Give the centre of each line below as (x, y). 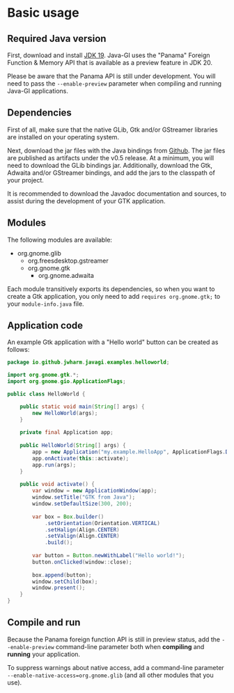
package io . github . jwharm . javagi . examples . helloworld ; (88, 363)
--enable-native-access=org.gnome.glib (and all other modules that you (110, 675)
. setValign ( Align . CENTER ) (82, 536)
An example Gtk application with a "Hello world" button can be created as (113, 342)
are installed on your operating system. (63, 137)
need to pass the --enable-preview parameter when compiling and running (114, 84)
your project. (25, 180)
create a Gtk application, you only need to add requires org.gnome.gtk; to (114, 296)
